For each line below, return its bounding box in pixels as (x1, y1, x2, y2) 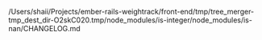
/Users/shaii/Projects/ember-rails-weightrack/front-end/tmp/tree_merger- (8, 7, 255, 16)
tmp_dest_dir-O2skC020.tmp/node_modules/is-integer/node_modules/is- (8, 15, 252, 25)
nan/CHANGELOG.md (8, 24, 81, 33)
